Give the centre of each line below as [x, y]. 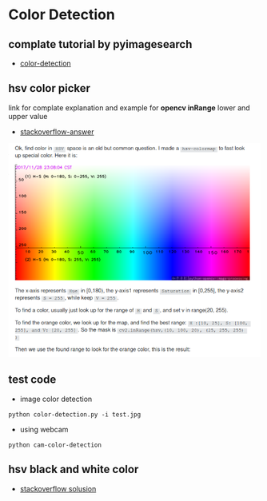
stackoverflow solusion [58, 488]
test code [32, 380]
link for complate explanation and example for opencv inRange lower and [129, 107]
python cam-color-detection [55, 445]
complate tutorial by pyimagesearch [100, 44]
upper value [28, 116]
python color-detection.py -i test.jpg [75, 414]
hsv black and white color [74, 469]
